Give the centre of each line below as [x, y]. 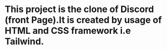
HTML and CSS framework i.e [68, 31]
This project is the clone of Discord [79, 9]
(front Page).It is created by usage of [83, 20]
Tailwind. [24, 42]
